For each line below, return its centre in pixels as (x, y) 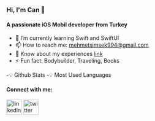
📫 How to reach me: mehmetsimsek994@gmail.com (82, 45)
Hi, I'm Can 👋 (26, 10)
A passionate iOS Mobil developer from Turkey (67, 25)
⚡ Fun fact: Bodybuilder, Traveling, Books (67, 61)
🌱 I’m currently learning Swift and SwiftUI (67, 38)
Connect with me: (30, 89)
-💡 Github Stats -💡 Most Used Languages (59, 75)
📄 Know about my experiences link (59, 54)
